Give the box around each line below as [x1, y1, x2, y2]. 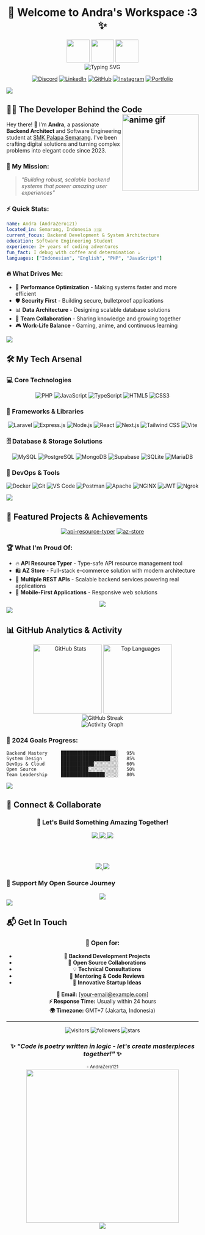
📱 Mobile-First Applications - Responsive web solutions [15, 589, 157, 596]
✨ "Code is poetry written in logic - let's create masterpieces [10, 1042, 195, 1051]
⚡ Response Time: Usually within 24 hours [48, 998, 157, 1005]
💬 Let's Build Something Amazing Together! [36, 818, 169, 826]
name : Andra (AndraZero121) [6, 221, 78, 227]
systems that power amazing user [21, 183, 108, 190]
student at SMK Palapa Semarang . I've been [6, 134, 117, 141]
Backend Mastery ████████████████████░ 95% [6, 750, 135, 756]
